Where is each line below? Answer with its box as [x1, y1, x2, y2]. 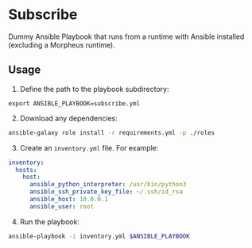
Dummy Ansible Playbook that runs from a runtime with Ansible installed [8, 32, 245, 41]
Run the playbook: [19, 216, 79, 227]
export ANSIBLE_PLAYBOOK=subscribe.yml [8, 99, 141, 108]
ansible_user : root [29, 202, 94, 211]
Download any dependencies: [19, 113, 118, 123]
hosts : [15, 166, 37, 174]
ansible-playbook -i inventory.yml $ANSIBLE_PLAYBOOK [8, 232, 191, 240]
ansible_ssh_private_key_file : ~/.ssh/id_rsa [29, 188, 183, 196]
